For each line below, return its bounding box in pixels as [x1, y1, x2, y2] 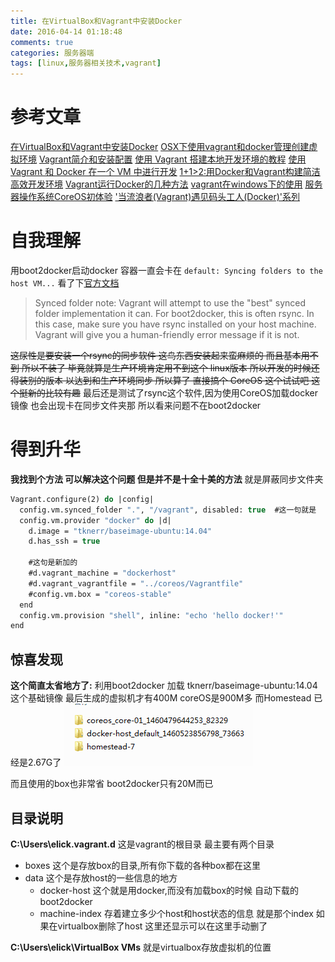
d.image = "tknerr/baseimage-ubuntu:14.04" [28, 526, 213, 536]
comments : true [10, 37, 74, 47]
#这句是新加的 [28, 558, 78, 568]
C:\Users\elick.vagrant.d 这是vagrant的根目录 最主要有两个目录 [10, 838, 275, 850]
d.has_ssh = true [28, 536, 101, 547]
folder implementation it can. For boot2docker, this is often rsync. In [34, 308, 315, 319]
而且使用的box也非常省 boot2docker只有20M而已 [10, 778, 214, 790]
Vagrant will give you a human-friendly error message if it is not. [34, 329, 300, 340]
